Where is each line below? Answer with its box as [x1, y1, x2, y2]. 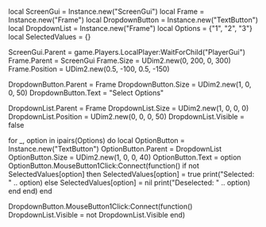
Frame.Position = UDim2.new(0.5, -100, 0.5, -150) [8, 64, 170, 74]
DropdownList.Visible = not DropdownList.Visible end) [8, 210, 186, 219]
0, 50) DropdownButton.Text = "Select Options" [8, 88, 164, 98]
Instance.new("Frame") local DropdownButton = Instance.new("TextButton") [8, 15, 259, 25]
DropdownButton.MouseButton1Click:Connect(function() [8, 202, 193, 211]
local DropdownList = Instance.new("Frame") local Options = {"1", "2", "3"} [8, 24, 253, 33]
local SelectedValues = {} [8, 32, 91, 41]
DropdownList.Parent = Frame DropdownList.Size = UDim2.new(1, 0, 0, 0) [8, 103, 249, 113]
